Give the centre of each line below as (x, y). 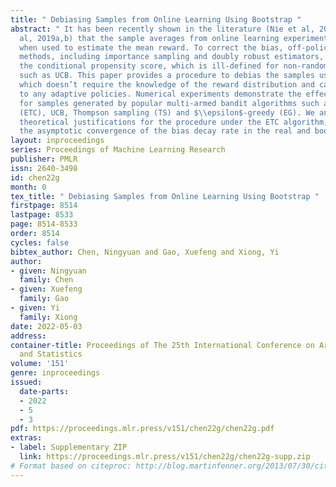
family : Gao (44, 299)
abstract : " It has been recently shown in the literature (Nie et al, (162, 29)
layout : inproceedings (57, 141)
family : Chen (46, 280)
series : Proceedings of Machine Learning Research (118, 150)
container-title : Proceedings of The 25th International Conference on (162, 345)
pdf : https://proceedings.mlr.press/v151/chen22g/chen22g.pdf (142, 429)
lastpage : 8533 (42, 215)
